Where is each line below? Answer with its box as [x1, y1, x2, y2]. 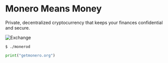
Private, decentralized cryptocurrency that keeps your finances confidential [5, 19, 163, 25]
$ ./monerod [5, 44, 30, 49]
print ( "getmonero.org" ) [5, 53, 56, 58]
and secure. [5, 24, 30, 30]
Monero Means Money [5, 3, 102, 14]
